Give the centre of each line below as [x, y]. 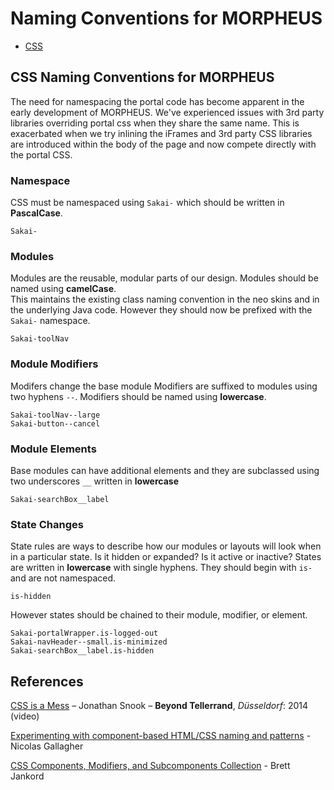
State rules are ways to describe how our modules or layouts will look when [166, 546]
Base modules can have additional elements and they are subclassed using [165, 470]
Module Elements [53, 449]
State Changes [47, 524]
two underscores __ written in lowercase [94, 481]
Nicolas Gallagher [47, 746]
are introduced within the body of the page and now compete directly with [163, 144]
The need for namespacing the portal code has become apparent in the [157, 101]
